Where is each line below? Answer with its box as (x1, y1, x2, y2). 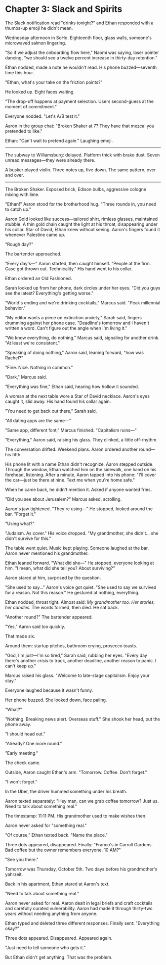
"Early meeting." (5, 750, 39, 756)
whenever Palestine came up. (5, 232, 66, 238)
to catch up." (5, 206, 31, 212)
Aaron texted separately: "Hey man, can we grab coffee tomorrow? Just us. (5, 798, 159, 804)
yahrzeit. (5, 871, 23, 877)
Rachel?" (5, 355, 24, 361)
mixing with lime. (5, 192, 40, 197)
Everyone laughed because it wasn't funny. (5, 687, 93, 693)
